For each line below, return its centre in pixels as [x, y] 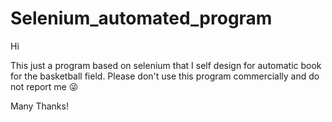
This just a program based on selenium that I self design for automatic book [166, 65]
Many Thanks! [39, 106]
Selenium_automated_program [141, 18]
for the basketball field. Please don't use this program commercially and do [165, 76]
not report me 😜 [44, 86]
